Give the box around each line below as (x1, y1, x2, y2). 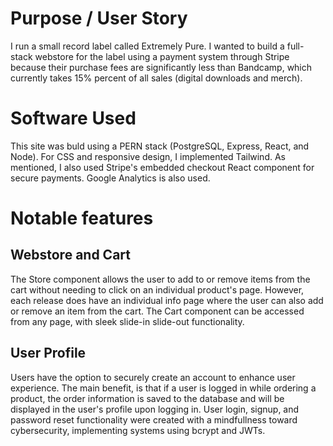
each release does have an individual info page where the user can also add (10, 294, 324, 306)
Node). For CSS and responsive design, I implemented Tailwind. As (10, 150, 286, 162)
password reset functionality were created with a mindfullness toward (10, 413, 298, 426)
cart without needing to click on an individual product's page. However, (10, 283, 305, 296)
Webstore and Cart (10, 247, 131, 264)
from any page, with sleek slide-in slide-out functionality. (10, 315, 245, 327)
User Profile (10, 345, 87, 362)
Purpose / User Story (10, 7, 188, 30)
